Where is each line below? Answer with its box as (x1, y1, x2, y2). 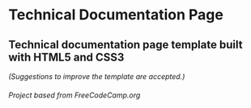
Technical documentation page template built (8, 38, 243, 52)
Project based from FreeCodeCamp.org (8, 90, 141, 100)
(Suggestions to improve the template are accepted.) (8, 72, 185, 81)
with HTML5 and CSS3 (8, 50, 125, 64)
